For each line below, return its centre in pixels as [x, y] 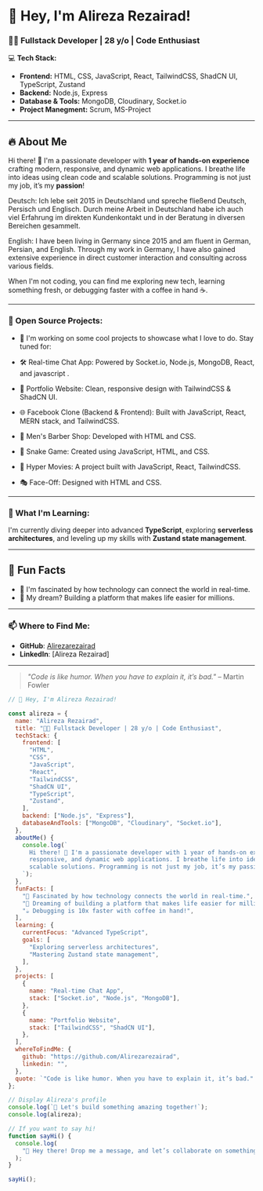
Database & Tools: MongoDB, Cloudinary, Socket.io [103, 101]
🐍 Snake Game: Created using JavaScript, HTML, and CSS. [114, 451]
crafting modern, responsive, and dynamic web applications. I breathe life [127, 169]
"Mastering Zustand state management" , [94, 954]
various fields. [31, 266]
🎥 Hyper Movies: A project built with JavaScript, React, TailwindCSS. [130, 466]
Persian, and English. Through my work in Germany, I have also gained [122, 250]
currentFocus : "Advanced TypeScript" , [85, 933]
